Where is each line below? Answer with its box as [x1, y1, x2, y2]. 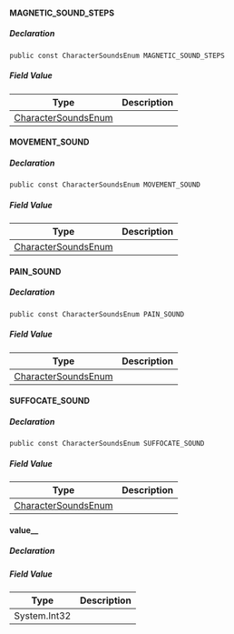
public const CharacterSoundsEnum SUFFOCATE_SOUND [9, 439, 205, 448]
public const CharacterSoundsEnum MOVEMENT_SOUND [9, 180, 201, 190]
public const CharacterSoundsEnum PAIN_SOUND [9, 309, 184, 318]
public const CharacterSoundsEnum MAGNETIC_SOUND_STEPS [9, 51, 225, 60]
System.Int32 [14, 609, 72, 622]
